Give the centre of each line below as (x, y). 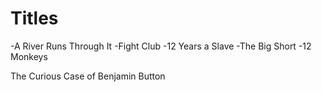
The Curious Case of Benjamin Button (88, 76)
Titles (34, 18)
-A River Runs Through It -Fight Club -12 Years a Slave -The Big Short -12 (161, 46)
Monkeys (29, 56)
